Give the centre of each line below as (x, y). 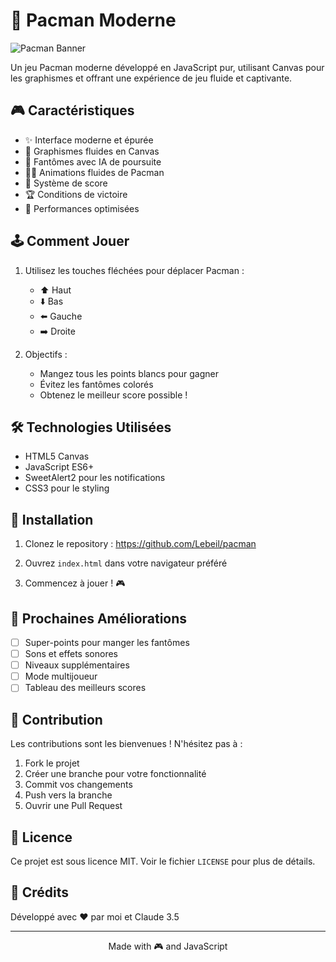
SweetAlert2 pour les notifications (95, 478)
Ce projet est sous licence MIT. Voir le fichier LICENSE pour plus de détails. (163, 861)
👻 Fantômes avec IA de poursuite (93, 161)
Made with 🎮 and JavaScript (168, 946)
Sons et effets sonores (71, 654)
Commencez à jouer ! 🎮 (75, 583)
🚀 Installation (52, 519)
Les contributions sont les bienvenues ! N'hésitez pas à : (126, 744)
